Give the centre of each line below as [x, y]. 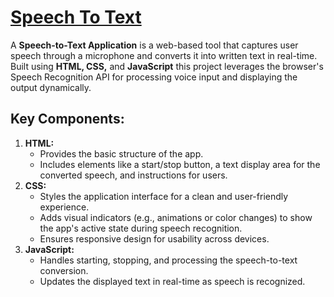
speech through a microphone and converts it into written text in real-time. [164, 55]
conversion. [64, 270]
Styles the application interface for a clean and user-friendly [164, 196]
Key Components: [67, 119]
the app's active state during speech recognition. [141, 228]
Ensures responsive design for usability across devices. [154, 238]
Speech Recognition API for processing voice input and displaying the [154, 77]
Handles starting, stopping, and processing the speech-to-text [168, 260]
